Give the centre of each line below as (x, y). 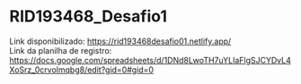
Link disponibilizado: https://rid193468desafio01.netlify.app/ (120, 41)
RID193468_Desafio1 (89, 17)
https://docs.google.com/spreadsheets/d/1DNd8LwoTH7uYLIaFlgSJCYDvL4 (150, 60)
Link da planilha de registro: (61, 50)
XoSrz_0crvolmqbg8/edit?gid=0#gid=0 (82, 70)
